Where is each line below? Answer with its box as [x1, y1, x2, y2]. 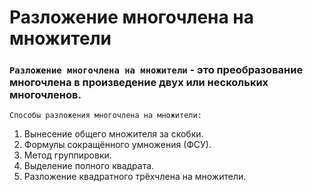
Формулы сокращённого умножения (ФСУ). [23, 139, 212, 151]
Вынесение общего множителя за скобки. [23, 128, 204, 140]
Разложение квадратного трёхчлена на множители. [23, 171, 247, 183]
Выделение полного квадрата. [23, 160, 155, 172]
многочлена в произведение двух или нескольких [9, 76, 269, 90]
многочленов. [9, 88, 82, 102]
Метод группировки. [23, 149, 112, 161]
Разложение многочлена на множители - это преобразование [9, 63, 304, 77]
